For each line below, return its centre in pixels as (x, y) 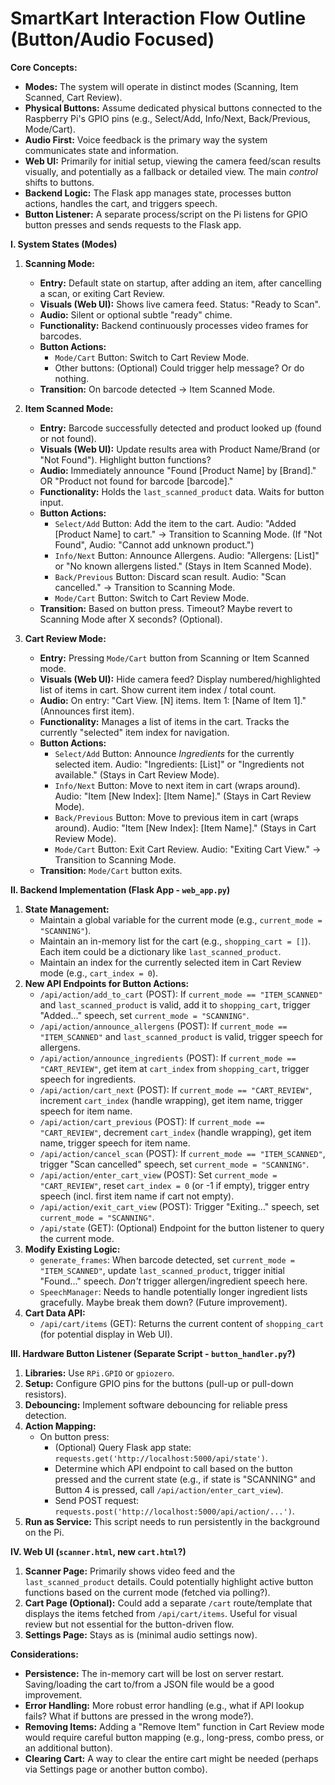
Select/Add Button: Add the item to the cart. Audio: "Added (175, 523)
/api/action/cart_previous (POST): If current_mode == (152, 1121)
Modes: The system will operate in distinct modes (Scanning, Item (161, 86)
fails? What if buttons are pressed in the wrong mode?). (139, 1716)
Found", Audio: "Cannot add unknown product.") (154, 544)
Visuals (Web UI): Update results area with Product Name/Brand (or (180, 449)
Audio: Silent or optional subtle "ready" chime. (136, 314)
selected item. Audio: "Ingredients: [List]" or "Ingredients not (179, 764)
